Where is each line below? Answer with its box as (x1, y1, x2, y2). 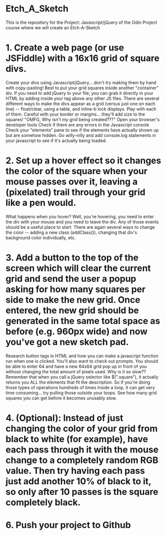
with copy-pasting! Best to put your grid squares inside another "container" (5, 85, 159, 91)
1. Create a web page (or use (5, 42, 124, 54)
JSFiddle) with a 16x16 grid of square (5, 53, 160, 64)
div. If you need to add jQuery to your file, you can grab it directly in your (5, 90, 154, 96)
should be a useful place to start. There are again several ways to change (5, 224, 155, 230)
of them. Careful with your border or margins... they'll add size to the (5, 111, 145, 117)
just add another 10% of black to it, (5, 475, 152, 487)
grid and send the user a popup (5, 273, 136, 284)
